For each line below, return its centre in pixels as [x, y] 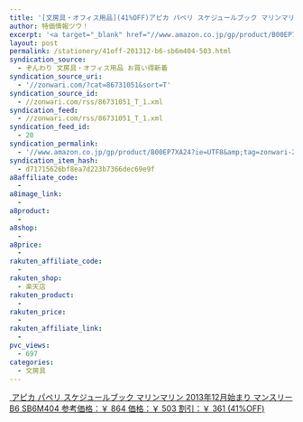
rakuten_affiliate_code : [56, 262]
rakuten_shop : [36, 278]
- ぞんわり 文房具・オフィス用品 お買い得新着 [93, 69]
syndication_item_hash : [54, 160]
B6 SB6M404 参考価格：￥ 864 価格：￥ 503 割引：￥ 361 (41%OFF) [137, 408]
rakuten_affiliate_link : [56, 329]
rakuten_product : [42, 295]
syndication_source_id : [54, 93]
